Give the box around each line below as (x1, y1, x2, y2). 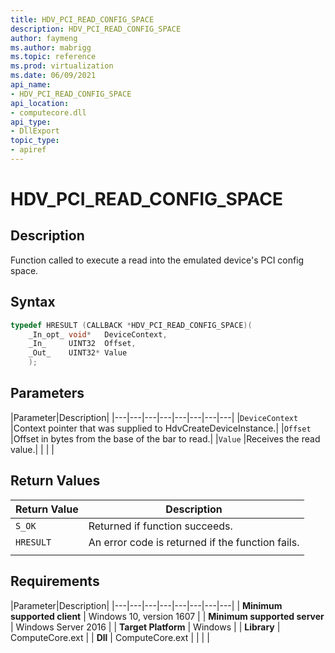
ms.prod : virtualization (10, 61, 114, 71)
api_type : (10, 117, 52, 127)
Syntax (10, 294, 56, 311)
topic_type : (10, 136, 60, 146)
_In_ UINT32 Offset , (28, 339, 137, 349)
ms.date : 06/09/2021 (10, 71, 97, 81)
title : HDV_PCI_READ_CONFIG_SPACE (10, 14, 155, 25)
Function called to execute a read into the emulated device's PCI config (10, 254, 305, 266)
